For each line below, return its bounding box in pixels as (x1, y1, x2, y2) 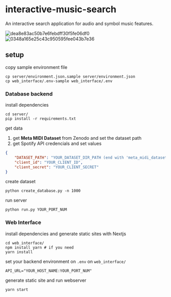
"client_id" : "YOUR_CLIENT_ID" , (14, 160, 83, 165)
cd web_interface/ (5, 240, 44, 245)
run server (5, 197, 27, 204)
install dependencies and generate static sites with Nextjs (5, 231, 126, 237)
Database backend (5, 90, 53, 97)
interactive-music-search (5, 4, 117, 15)
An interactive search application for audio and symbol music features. (5, 20, 154, 27)
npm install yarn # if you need (5, 245, 74, 250)
